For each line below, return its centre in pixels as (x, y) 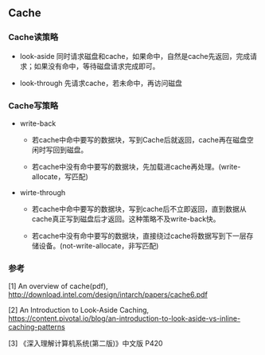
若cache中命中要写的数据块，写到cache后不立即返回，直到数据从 (139, 209)
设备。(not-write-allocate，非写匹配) (99, 245)
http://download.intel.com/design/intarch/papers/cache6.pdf (108, 295)
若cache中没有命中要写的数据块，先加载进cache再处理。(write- (136, 166)
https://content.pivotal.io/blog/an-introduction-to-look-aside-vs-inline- (125, 318)
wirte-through (43, 192)
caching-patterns (37, 327)
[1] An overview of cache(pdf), (58, 287)
